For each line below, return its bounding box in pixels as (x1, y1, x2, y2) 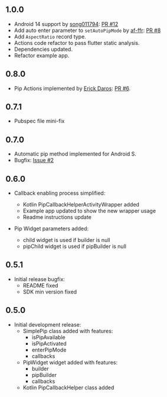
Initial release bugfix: (14, 275, 66, 283)
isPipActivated (31, 340, 67, 347)
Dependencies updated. (14, 46, 73, 53)
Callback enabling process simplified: (14, 189, 106, 197)
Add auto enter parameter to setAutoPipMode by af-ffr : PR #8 (14, 27, 161, 34)
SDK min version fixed (22, 288, 77, 295)
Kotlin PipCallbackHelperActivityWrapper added (22, 201, 140, 208)
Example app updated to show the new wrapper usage (22, 207, 156, 215)
